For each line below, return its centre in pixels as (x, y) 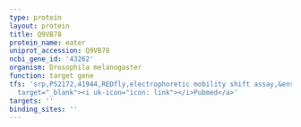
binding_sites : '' (43, 109)
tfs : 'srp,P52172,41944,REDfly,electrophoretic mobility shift (130, 84)
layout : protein (39, 26)
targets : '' (31, 101)
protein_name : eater (48, 42)
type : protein (36, 17)
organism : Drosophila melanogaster (76, 68)
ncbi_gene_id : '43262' (52, 59)
